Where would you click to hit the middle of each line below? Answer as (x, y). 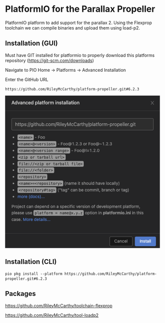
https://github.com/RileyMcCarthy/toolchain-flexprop (59, 305)
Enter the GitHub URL (27, 79)
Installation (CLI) (31, 262)
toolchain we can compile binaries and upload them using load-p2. (73, 28)
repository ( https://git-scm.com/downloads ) (50, 60)
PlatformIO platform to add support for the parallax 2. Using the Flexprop (79, 23)
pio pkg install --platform (34, 274)
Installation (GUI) (31, 44)
